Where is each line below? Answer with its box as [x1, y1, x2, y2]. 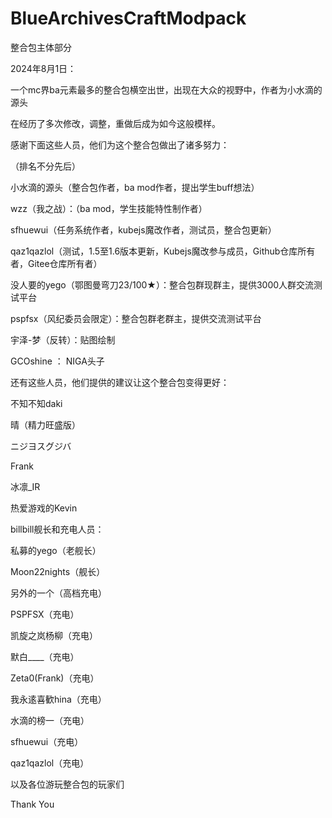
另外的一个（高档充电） [10, 587, 107, 599]
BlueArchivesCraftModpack [10, 7, 247, 30]
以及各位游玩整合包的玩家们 [10, 778, 125, 790]
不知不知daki [10, 397, 63, 409]
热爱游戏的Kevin [10, 502, 78, 514]
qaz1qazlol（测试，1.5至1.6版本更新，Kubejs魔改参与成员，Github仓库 [10, 245, 298, 257]
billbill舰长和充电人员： [10, 523, 105, 535]
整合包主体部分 [10, 41, 72, 53]
